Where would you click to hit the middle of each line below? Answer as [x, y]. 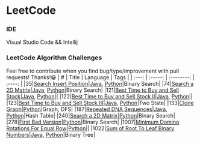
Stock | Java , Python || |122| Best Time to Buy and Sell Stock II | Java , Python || [99, 96]
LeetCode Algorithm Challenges [54, 58]
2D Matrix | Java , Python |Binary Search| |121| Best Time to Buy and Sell [93, 90]
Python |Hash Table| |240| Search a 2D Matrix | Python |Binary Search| [91, 115]
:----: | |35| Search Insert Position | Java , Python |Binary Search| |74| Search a [100, 83]
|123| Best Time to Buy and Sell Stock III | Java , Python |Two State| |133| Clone [100, 103]
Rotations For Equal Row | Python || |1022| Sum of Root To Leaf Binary [90, 128]
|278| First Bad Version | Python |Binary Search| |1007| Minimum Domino [93, 122]
